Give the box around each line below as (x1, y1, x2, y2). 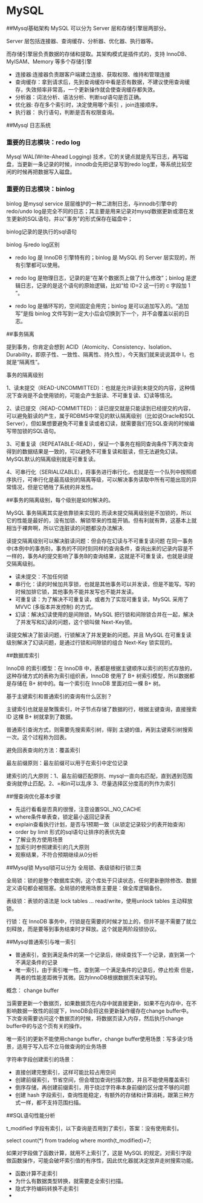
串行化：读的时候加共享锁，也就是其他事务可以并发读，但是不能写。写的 (14, 580, 195, 588)
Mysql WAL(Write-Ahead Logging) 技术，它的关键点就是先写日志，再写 (6, 153, 183, 161)
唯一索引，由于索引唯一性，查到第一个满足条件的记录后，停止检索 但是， (14, 966, 197, 973)
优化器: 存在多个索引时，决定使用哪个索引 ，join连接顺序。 (14, 101, 161, 108)
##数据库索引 (6, 651, 40, 658)
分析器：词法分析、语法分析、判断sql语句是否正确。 (14, 93, 145, 101)
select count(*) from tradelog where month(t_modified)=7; (6, 1136, 152, 1144)
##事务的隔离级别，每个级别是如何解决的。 (6, 496, 114, 503)
